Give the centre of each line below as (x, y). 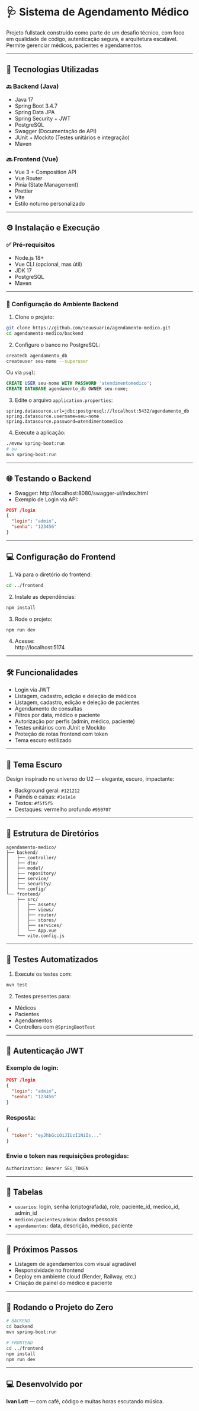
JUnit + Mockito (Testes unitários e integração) (72, 137)
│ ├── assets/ (37, 904)
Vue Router (28, 178)
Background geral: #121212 (47, 791)
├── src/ (28, 899)
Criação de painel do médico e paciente (63, 1283)
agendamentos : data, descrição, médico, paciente (74, 1225)
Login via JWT (32, 690)
